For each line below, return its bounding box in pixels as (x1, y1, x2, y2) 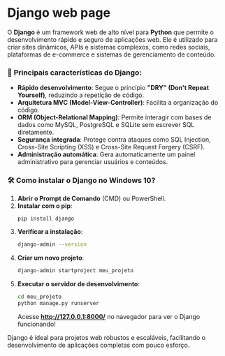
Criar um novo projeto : (17, 253, 85, 262)
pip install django (17, 215, 75, 222)
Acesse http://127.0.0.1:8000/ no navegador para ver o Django (17, 312, 201, 320)
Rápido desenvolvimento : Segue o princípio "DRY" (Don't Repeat (17, 84, 210, 92)
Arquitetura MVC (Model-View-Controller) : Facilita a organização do (17, 98, 219, 107)
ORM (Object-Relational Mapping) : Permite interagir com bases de (17, 113, 212, 121)
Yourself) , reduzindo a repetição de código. (17, 91, 145, 99)
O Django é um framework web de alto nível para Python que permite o (7, 28, 215, 36)
